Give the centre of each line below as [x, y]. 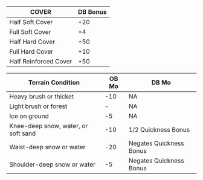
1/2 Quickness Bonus [159, 130]
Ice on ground [29, 116]
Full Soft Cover [30, 32]
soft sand [23, 133]
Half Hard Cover [32, 42]
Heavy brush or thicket [42, 96]
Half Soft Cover [31, 22]
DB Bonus [92, 12]
